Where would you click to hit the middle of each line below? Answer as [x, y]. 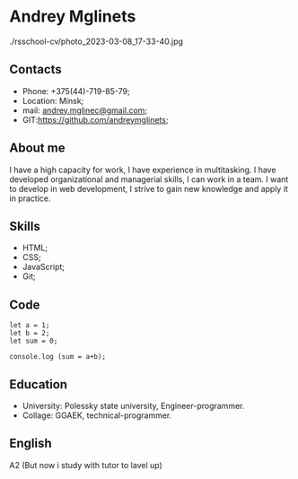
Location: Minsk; [53, 100]
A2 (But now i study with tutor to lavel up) [86, 465]
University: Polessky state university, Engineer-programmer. [133, 406]
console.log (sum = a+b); [57, 357]
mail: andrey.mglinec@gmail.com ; [85, 110]
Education [39, 384]
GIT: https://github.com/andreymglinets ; [95, 119]
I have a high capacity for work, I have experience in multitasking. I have [143, 170]
